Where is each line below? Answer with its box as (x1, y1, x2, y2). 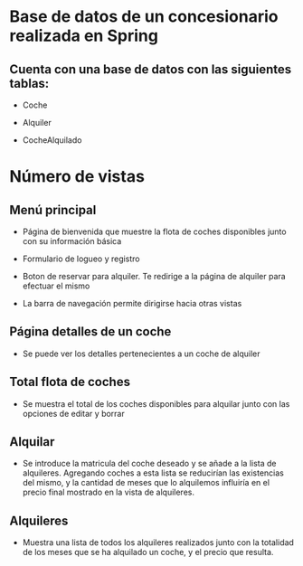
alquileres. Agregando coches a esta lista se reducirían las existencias (22, 467, 285, 478)
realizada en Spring (9, 25, 158, 46)
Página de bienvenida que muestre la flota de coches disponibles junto (22, 226, 287, 237)
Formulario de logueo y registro (22, 253, 140, 264)
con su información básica (22, 236, 122, 246)
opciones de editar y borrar (22, 408, 125, 419)
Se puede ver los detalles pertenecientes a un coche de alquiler (22, 348, 260, 359)
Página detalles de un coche (9, 324, 172, 340)
